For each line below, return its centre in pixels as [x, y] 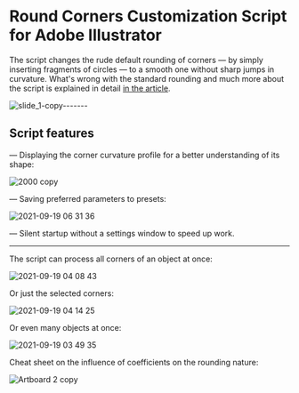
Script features [52, 134]
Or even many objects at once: [65, 327]
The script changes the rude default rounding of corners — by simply [137, 60]
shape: [22, 164]
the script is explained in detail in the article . [90, 88]
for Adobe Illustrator [86, 35]
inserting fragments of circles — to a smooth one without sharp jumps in [142, 69]
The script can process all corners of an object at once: [111, 259]
